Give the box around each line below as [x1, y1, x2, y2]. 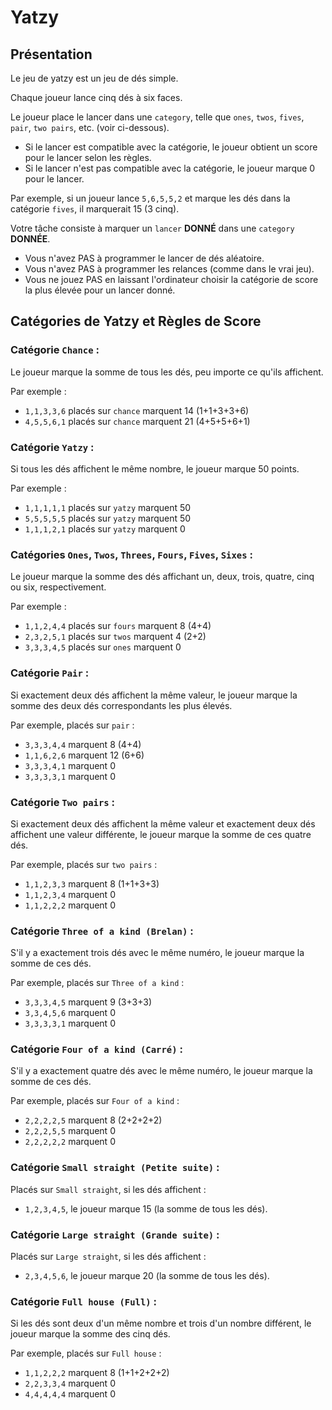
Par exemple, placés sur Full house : [10, 1347, 162, 1360]
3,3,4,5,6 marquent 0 [24, 1007, 116, 1019]
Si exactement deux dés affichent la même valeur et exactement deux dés [10, 817, 316, 830]
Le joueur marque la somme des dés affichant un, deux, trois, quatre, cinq [10, 571, 315, 583]
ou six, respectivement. [10, 581, 107, 593]
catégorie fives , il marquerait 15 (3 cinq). [10, 203, 180, 215]
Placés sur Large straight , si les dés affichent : [10, 1251, 207, 1263]
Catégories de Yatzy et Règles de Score [10, 313, 262, 330]
